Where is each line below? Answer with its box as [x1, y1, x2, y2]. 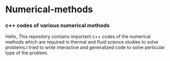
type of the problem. [5, 50, 48, 56]
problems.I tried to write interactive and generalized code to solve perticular [5, 45, 165, 51]
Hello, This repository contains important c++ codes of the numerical [5, 33, 151, 39]
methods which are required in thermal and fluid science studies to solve [5, 39, 158, 45]
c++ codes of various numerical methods [5, 22, 110, 29]
